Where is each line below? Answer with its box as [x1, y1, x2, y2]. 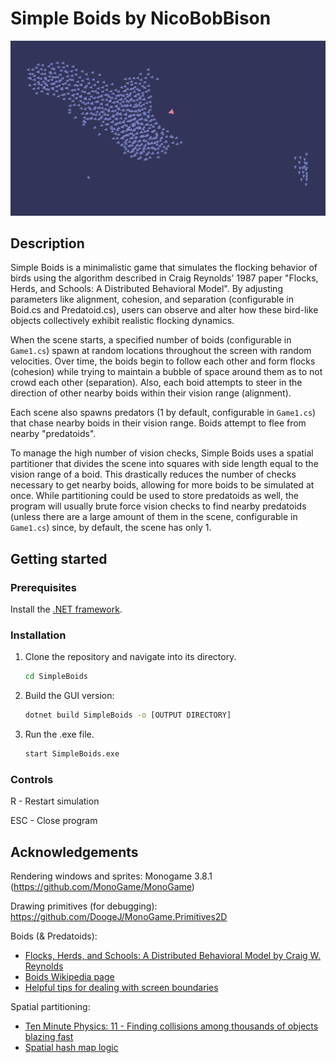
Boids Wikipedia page [24, 971, 115, 983]
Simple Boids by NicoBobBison [10, 7, 272, 30]
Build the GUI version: [24, 690, 115, 702]
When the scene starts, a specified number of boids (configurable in [10, 334, 292, 346]
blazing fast [24, 1031, 74, 1043]
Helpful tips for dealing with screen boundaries [24, 982, 219, 994]
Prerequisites [10, 580, 77, 594]
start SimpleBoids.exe [24, 749, 120, 759]
